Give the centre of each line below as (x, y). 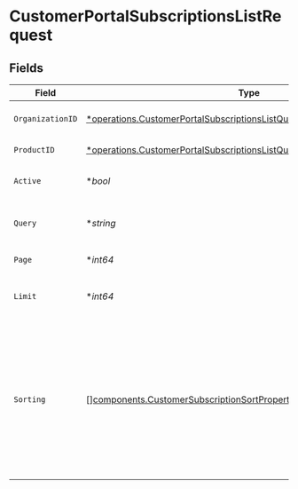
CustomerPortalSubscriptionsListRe (145, 16)
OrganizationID (46, 118)
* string (101, 223)
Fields (27, 68)
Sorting (30, 400)
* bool (98, 181)
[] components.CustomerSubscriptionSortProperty (190, 399)
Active (27, 181)
